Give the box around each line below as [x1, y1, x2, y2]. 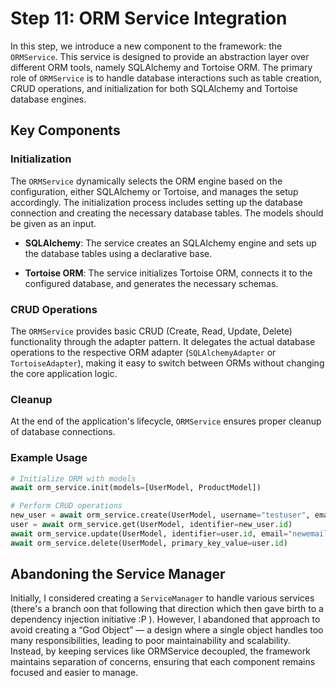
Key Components [10, 122, 121, 139]
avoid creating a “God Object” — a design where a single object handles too [10, 624, 324, 636]
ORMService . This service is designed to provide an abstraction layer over [10, 50, 310, 62]
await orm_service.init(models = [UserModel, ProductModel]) [10, 483, 262, 493]
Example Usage [10, 451, 88, 465]
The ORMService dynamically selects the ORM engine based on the [10, 175, 283, 187]
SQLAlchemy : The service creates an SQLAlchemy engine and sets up [24, 237, 317, 249]
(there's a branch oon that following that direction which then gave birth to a [10, 603, 324, 615]
